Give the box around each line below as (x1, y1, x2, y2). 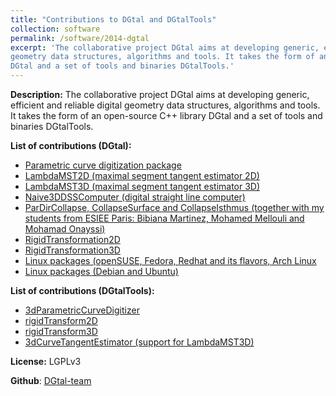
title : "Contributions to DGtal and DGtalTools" (10, 14, 217, 25)
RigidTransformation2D (24, 234, 121, 245)
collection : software (10, 24, 101, 34)
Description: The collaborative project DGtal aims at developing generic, (10, 89, 310, 100)
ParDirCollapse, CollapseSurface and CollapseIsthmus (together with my (24, 202, 325, 213)
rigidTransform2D (24, 315, 98, 326)
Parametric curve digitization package (24, 159, 182, 171)
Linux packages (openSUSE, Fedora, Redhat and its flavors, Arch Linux (24, 255, 317, 266)
